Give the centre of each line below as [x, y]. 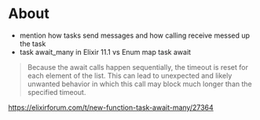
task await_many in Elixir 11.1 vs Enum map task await [105, 52]
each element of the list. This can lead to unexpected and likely [130, 75]
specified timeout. [57, 92]
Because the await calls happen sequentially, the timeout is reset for [138, 67]
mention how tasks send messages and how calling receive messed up [134, 35]
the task [33, 43]
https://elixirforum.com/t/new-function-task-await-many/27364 [111, 107]
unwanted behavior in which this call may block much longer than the [140, 84]
